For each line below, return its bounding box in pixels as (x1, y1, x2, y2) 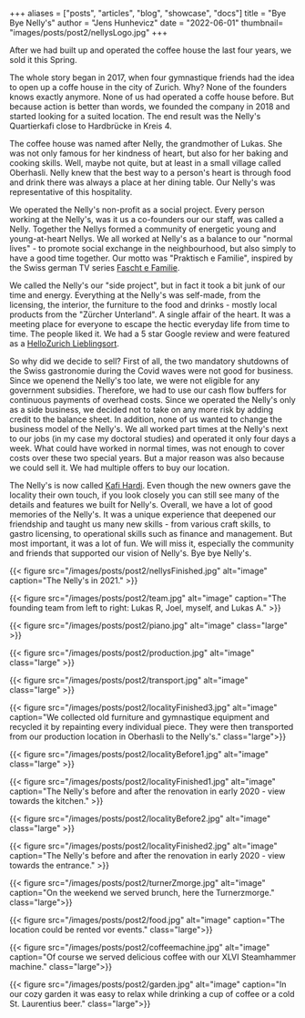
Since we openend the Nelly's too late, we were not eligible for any (9, 375, 260, 386)
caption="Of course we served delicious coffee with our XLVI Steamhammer (9, 951, 297, 962)
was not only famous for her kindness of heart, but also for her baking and (9, 148, 289, 159)
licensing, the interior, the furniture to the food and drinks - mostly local (9, 300, 278, 310)
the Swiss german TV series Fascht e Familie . (9, 262, 180, 272)
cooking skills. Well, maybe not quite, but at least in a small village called (9, 158, 281, 168)
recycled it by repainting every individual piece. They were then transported (9, 722, 294, 732)
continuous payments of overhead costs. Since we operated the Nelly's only (9, 395, 296, 405)
